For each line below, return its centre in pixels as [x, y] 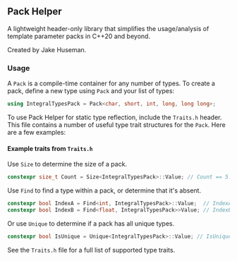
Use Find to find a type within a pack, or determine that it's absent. [104, 190]
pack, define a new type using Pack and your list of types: [91, 91]
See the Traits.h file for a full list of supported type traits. [91, 250]
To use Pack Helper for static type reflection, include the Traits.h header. [115, 117]
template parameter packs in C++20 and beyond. [79, 36]
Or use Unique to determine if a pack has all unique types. [91, 223]
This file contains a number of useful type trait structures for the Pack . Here [116, 125]
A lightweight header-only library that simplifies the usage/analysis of [108, 28]
